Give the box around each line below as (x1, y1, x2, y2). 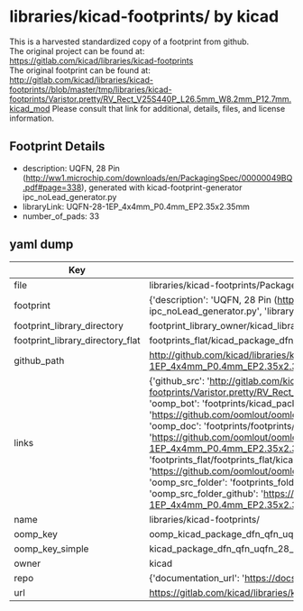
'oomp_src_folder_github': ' (148, 487, 264, 499)
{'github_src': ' (148, 374, 210, 387)
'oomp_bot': (148, 397, 200, 409)
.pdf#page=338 (22, 182, 82, 193)
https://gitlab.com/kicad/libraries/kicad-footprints (9, 55, 194, 66)
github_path (14, 354, 65, 367)
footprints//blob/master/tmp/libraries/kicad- (9, 84, 173, 95)
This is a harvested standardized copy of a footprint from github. (9, 36, 250, 47)
